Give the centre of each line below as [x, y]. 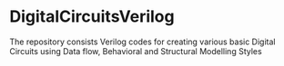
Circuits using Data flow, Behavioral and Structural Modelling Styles [136, 51]
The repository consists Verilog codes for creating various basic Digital [142, 42]
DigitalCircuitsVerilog [92, 17]
